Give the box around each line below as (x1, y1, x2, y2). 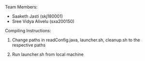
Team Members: (5, 4, 38, 10)
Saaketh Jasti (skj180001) (12, 13, 63, 19)
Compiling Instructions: (5, 28, 52, 33)
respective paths (12, 42, 46, 48)
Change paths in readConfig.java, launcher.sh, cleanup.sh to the (12, 37, 140, 43)
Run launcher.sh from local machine (12, 51, 84, 57)
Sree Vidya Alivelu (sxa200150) (12, 19, 75, 24)
